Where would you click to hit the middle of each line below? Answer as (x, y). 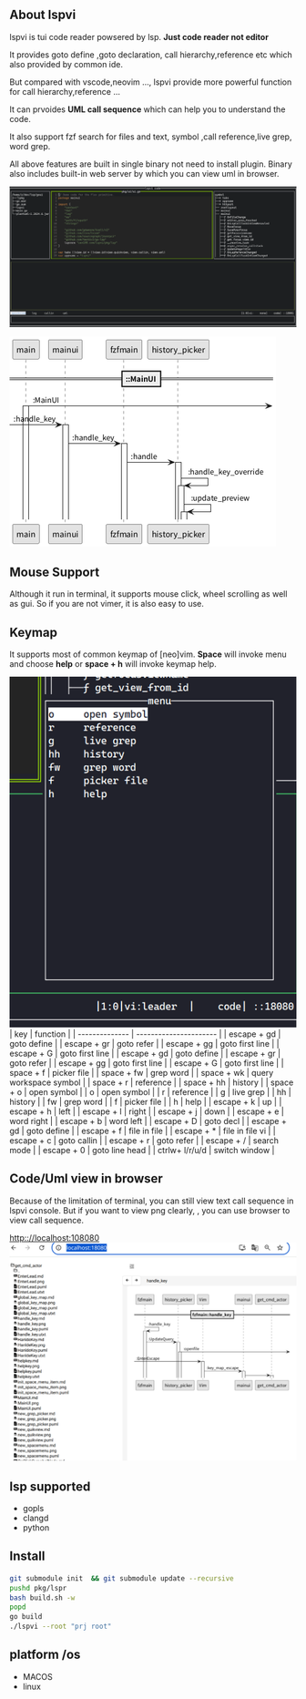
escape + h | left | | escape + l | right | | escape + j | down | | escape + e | (147, 1111)
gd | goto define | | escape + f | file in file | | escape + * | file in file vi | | (143, 1131)
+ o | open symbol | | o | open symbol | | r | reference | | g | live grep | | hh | (150, 1092)
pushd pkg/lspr (38, 1588)
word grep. (30, 146)
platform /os (45, 1655)
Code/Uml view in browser (87, 1179)
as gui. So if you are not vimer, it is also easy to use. (107, 604)
